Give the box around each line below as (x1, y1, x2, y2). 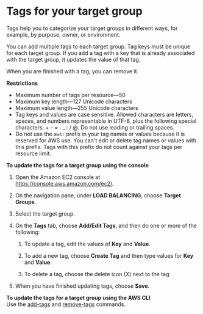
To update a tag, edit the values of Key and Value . (24, 240, 151, 247)
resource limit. (15, 150, 52, 157)
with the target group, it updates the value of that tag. (6, 56, 141, 63)
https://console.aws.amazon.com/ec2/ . (15, 180, 114, 187)
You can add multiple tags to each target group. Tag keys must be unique (6, 43, 191, 50)
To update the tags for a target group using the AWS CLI (6, 294, 151, 301)
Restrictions (6, 79, 38, 87)
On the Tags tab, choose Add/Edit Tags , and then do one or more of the (15, 222, 197, 229)
